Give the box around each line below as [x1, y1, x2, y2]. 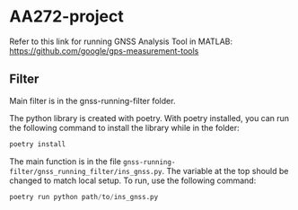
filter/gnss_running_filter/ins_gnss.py [9, 167, 163, 176]
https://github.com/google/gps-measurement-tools [9, 45, 199, 56]
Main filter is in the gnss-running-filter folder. [9, 95, 176, 106]
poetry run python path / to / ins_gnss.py [9, 192, 159, 201]
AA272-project [9, 6, 124, 27]
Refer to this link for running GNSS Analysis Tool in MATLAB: [9, 36, 233, 47]
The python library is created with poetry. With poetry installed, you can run [9, 112, 290, 123]
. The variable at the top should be [162, 165, 289, 176]
